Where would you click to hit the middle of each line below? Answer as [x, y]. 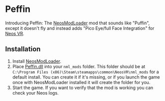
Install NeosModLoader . [37, 61]
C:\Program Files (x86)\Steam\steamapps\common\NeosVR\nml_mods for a [85, 72]
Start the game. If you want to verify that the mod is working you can [83, 88]
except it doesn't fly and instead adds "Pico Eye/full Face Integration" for [80, 28]
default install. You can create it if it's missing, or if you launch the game [86, 77]
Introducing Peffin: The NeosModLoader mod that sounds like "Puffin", [78, 23]
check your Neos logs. [35, 93]
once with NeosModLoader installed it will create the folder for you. [81, 82]
